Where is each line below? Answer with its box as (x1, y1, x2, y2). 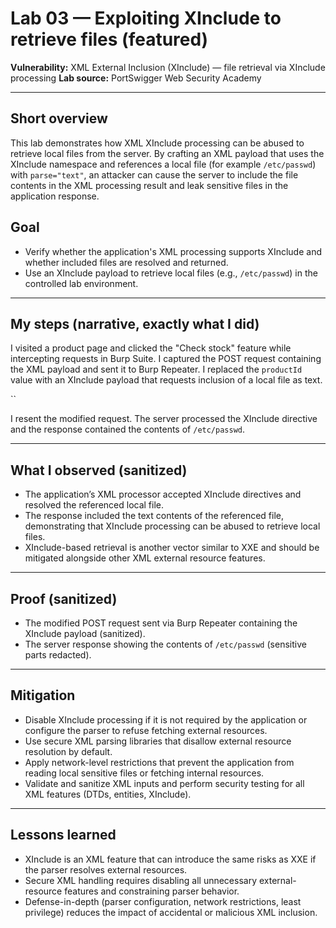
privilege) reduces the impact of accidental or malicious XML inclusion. (24, 906, 318, 918)
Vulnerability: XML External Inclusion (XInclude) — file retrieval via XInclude (10, 61, 326, 73)
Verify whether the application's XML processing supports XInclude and (24, 245, 322, 257)
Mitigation (10, 687, 76, 704)
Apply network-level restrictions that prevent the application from (24, 756, 295, 768)
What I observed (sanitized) (10, 462, 188, 479)
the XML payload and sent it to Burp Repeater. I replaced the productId (10, 363, 303, 376)
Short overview (10, 110, 108, 127)
